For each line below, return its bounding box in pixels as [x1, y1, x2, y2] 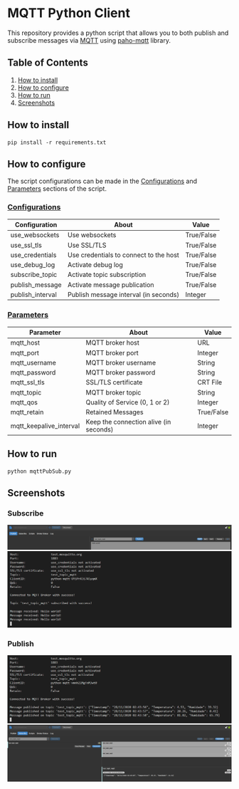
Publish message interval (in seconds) [67, 290, 180, 298]
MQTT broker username [85, 358, 156, 367]
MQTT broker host [85, 338, 140, 347]
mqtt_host [10, 338, 41, 347]
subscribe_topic [10, 271, 58, 279]
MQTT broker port [85, 348, 139, 357]
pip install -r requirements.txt [7, 139, 107, 146]
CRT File [197, 378, 223, 387]
